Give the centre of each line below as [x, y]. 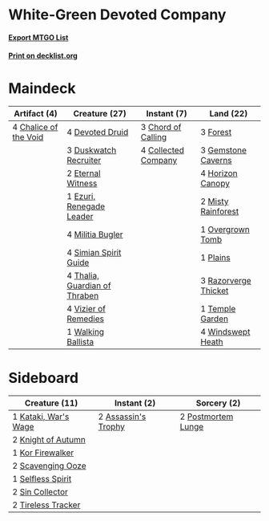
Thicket [214, 291]
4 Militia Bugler [95, 234]
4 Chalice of [35, 128]
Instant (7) [167, 114]
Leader [80, 217]
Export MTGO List [38, 37]
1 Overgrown [225, 230]
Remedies [85, 319]
